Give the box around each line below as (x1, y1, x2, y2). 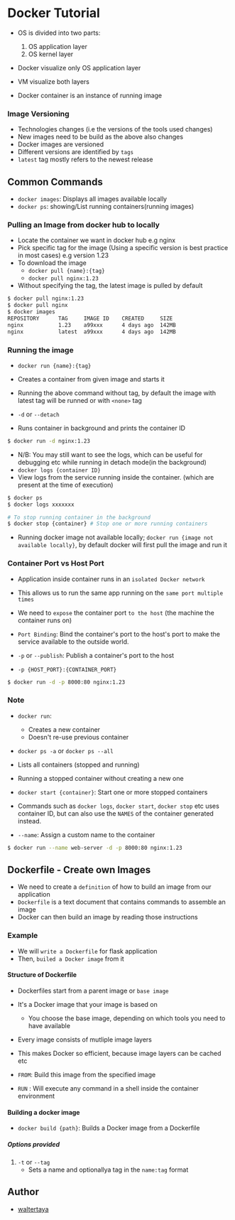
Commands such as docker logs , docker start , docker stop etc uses (17, 801, 220, 810)
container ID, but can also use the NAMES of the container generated (17, 809, 214, 818)
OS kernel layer (28, 50, 74, 58)
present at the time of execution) (17, 480, 114, 489)
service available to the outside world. (17, 637, 129, 646)
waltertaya (17, 1204, 49, 1213)
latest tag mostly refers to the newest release (17, 155, 153, 164)
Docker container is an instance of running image (17, 91, 163, 99)
